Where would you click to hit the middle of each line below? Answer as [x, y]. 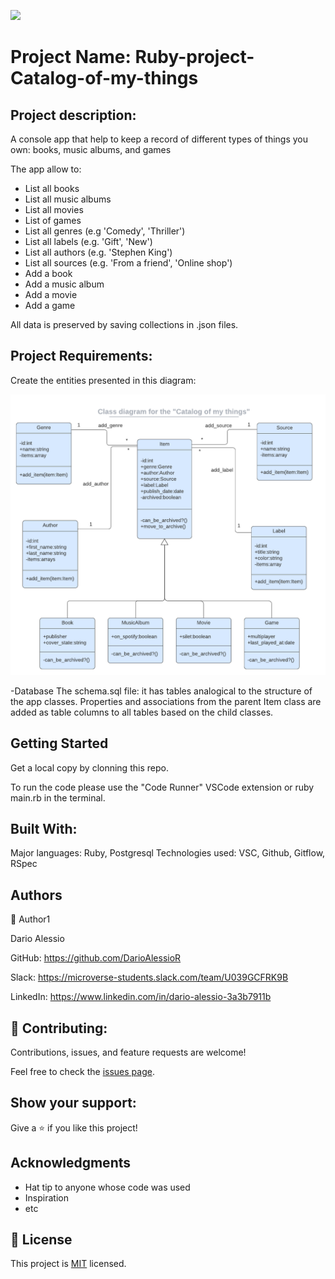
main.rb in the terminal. [58, 797]
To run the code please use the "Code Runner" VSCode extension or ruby [162, 787]
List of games [53, 220]
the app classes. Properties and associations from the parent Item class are [166, 701]
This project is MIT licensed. [68, 1264]
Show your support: [73, 1103]
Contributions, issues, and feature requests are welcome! [128, 1052]
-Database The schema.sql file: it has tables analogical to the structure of [161, 691]
